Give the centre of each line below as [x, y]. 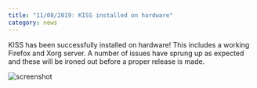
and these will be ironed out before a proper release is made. [107, 61]
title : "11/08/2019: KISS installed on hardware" [91, 15]
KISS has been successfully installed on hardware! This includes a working [129, 44]
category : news [33, 23]
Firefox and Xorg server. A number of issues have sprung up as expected [126, 53]
